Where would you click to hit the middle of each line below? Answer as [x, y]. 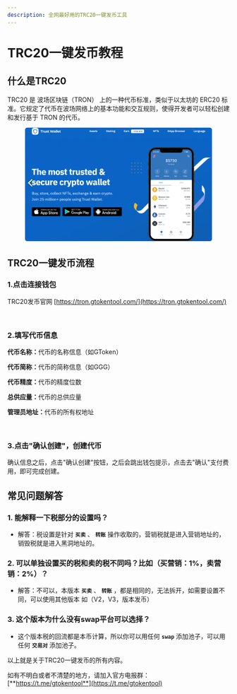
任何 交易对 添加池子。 [49, 645]
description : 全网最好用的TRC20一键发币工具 [67, 15]
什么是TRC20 [37, 81]
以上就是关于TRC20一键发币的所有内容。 [67, 660]
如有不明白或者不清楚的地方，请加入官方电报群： [78, 675]
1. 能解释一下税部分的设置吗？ [58, 517]
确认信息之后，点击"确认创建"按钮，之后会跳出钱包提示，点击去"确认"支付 [115, 462]
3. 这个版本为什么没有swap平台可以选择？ [79, 620]
